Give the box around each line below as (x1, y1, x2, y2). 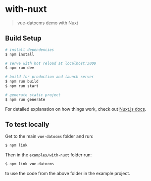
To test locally (5, 120, 50, 129)
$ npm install (5, 52, 35, 57)
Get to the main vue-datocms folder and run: (5, 134, 94, 139)
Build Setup (5, 34, 42, 43)
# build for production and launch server (5, 74, 94, 80)
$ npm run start (5, 84, 39, 89)
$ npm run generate (5, 97, 46, 102)
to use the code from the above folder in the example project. (5, 171, 130, 177)
